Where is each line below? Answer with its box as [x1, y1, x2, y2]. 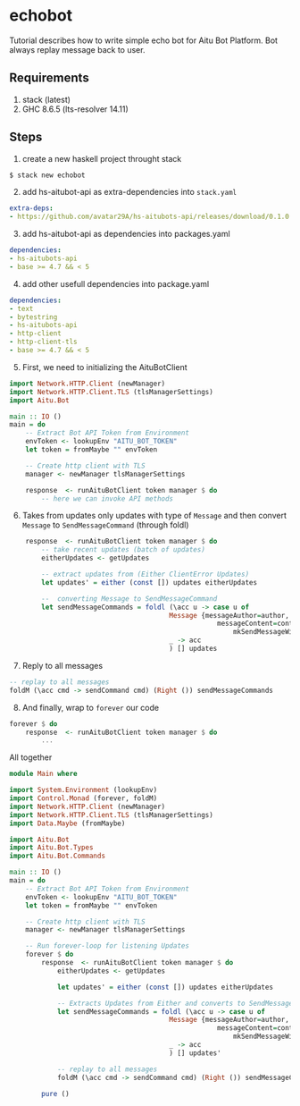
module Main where [9, 770, 78, 779]
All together [9, 752, 53, 763]
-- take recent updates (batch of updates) [41, 545, 205, 554]
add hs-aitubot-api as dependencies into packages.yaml [21, 229, 230, 240]
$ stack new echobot [9, 171, 87, 180]
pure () [41, 1089, 70, 1098]
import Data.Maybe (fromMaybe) [9, 819, 126, 828]
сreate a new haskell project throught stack [21, 153, 182, 164]
